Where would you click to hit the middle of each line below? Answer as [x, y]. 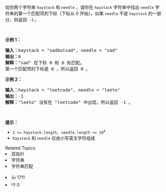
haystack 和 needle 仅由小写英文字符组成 [54, 138]
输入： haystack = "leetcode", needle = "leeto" [63, 90]
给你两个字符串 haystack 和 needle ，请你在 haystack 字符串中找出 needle [80, 7]
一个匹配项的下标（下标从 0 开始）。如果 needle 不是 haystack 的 [87, 13]
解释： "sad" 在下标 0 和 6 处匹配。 [45, 63]
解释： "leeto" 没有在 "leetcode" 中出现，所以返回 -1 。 [69, 102]
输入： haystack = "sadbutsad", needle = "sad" [61, 50]
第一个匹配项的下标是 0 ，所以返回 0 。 [48, 69]
